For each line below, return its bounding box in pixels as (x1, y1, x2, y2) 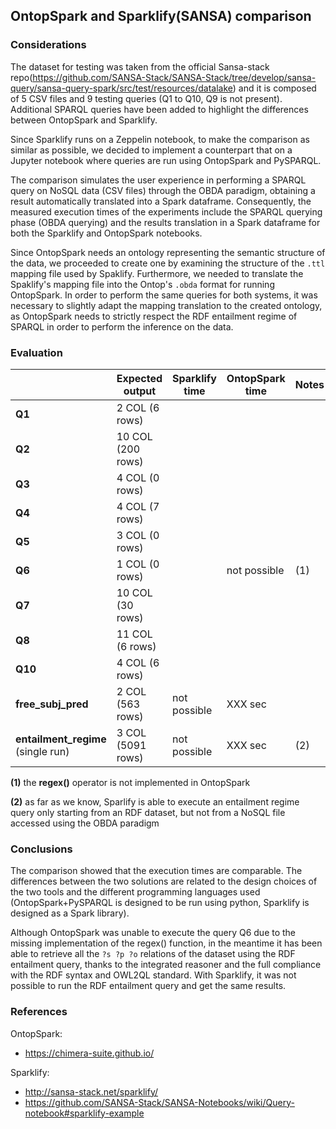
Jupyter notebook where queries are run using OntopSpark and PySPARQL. (10, 154, 322, 166)
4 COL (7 (116, 499, 160, 513)
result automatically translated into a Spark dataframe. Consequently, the (10, 195, 312, 207)
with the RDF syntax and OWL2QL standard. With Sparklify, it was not (10, 969, 297, 981)
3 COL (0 (116, 528, 160, 542)
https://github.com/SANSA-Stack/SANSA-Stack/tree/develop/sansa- (32, 71, 317, 83)
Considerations (10, 38, 87, 52)
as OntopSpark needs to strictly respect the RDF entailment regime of (10, 310, 298, 322)
